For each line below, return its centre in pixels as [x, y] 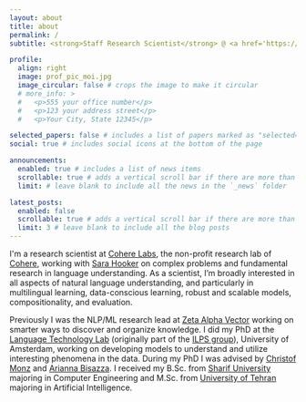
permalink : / [34, 35]
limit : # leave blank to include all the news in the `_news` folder [152, 186]
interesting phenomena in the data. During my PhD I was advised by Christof [153, 358]
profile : [26, 60]
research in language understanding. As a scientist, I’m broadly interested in [152, 273]
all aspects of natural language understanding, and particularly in [132, 283]
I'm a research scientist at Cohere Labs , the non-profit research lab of [141, 253]
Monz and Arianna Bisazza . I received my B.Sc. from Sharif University [140, 368]
